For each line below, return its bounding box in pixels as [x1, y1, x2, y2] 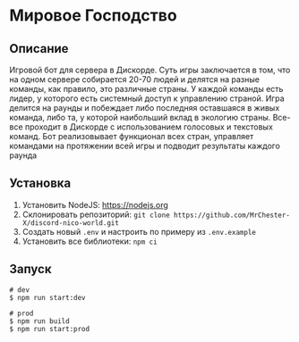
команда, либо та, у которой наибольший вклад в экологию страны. [9, 113, 271, 122]
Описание [9, 41, 69, 56]
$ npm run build [9, 316, 70, 326]
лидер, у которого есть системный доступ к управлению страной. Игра [9, 93, 285, 104]
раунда [9, 150, 38, 161]
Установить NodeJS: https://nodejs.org [21, 199, 168, 210]
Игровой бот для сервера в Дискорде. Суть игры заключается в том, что [9, 64, 291, 75]
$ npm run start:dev [9, 293, 87, 302]
